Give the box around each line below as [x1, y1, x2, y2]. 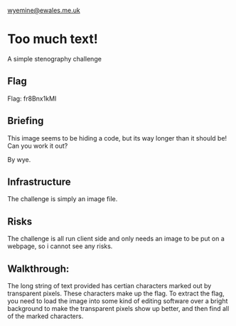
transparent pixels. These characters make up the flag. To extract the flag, [7, 289, 225, 297]
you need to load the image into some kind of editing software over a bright [7, 297, 228, 305]
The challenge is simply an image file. [7, 195, 118, 203]
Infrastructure [7, 175, 71, 188]
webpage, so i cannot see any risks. [7, 242, 113, 250]
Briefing [7, 115, 44, 127]
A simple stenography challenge [7, 54, 102, 63]
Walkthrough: [7, 263, 70, 275]
